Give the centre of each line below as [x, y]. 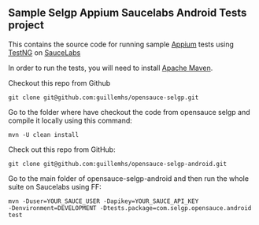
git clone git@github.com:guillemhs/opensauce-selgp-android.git [117, 164]
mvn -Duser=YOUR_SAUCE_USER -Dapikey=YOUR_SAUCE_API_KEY [104, 201]
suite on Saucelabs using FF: [55, 186]
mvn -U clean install [44, 135]
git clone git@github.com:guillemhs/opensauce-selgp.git [104, 98]
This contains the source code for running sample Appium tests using [121, 44]
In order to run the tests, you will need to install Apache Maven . [111, 68]
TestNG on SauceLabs [44, 52]
